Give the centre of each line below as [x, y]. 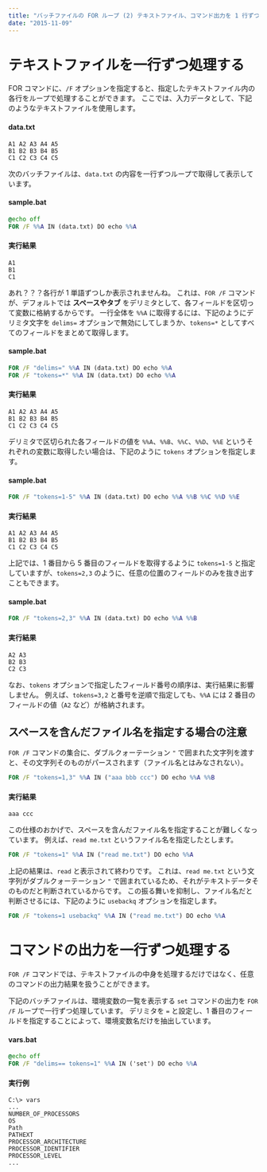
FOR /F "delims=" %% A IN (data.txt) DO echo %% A [90, 368]
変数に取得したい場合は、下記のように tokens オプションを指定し [142, 451]
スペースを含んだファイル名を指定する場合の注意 [128, 732]
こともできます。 [36, 583]
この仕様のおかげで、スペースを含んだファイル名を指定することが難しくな [130, 830]
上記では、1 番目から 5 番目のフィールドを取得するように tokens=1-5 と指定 [132, 563]
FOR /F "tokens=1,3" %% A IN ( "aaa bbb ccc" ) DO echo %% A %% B [112, 778]
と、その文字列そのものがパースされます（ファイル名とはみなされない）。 [128, 763]
